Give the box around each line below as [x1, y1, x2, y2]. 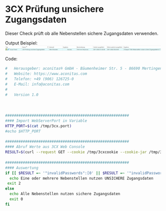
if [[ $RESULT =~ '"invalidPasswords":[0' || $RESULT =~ [5, 170, 125, 175]
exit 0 [9, 197, 23, 202]
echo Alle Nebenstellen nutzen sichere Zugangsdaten [9, 192, 121, 197]
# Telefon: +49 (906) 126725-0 [5, 76, 74, 81]
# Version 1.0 [5, 92, 39, 97]
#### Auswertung [5, 165, 39, 170]
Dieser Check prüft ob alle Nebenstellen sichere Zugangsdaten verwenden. [5, 30, 159, 36]
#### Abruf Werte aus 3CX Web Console [5, 145, 85, 150]
